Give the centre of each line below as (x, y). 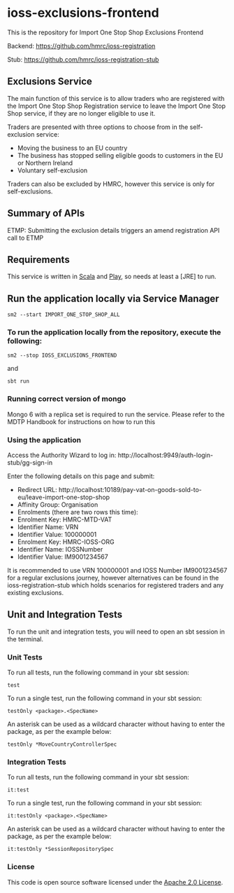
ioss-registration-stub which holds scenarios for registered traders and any (116, 585)
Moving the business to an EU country (72, 148)
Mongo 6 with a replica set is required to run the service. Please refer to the (116, 414)
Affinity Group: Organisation (58, 505)
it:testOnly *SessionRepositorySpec (60, 850)
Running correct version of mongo (67, 399)
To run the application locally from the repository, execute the (114, 332)
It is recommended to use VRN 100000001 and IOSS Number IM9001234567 (117, 571)
